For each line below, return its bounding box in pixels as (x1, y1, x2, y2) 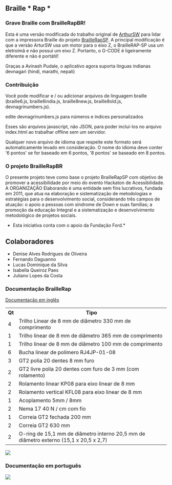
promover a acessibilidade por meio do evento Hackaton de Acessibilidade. (5, 179, 165, 186)
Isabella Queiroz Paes (12, 267, 59, 273)
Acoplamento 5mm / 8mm (18, 397, 82, 404)
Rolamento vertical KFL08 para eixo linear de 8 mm (18, 389, 142, 396)
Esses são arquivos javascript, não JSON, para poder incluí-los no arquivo (5, 123, 162, 130)
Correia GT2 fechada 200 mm (18, 414, 91, 421)
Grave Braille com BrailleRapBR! (5, 19, 86, 27)
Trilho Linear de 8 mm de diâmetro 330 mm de (18, 317, 131, 325)
